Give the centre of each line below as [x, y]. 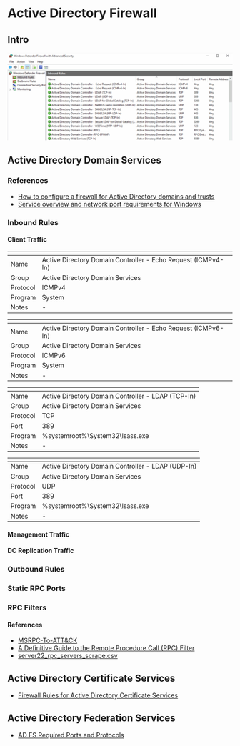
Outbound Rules [36, 570]
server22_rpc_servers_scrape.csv [67, 656]
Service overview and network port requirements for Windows [109, 204]
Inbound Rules [33, 222]
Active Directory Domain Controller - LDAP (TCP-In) [119, 396]
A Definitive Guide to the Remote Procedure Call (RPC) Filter [106, 648]
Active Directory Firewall [82, 13]
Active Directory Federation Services [92, 718]
